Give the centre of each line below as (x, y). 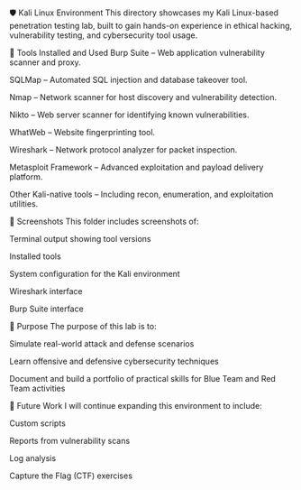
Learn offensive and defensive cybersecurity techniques (114, 361)
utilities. (24, 204)
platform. (26, 177)
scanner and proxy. (45, 62)
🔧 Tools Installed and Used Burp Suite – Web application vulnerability (137, 53)
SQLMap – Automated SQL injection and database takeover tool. (128, 80)
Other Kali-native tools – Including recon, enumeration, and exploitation (141, 194)
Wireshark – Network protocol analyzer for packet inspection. (123, 150)
